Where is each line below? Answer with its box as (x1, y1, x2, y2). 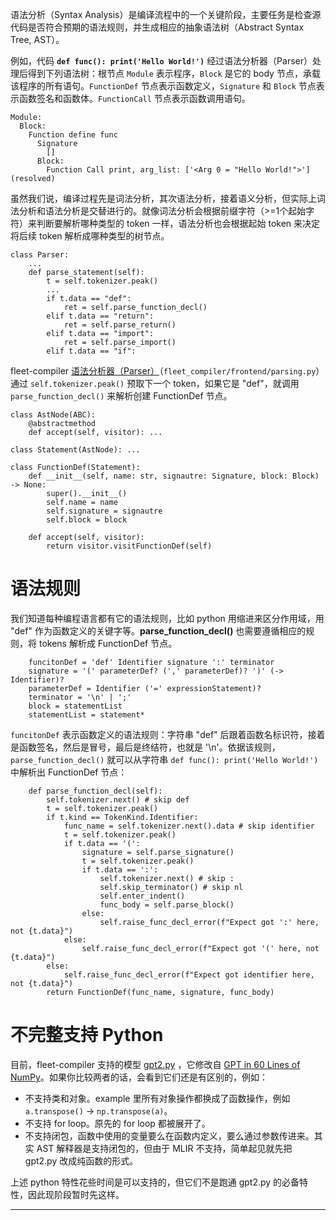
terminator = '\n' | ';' (28, 692, 132, 702)
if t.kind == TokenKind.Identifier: (46, 812, 199, 822)
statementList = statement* (28, 709, 145, 720)
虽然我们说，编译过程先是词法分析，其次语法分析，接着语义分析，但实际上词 (10, 193, 326, 204)
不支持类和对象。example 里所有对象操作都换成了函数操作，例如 (24, 1092, 291, 1104)
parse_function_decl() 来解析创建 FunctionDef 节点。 (10, 390, 233, 402)
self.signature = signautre (46, 506, 163, 516)
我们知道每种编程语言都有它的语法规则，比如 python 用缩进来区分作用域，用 (10, 612, 325, 624)
